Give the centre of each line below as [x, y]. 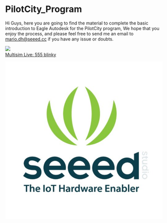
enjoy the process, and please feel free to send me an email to [69, 33]
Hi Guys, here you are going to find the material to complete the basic [77, 23]
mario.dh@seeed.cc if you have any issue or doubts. [59, 39]
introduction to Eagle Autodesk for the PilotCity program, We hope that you [82, 28]
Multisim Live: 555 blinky [31, 54]
